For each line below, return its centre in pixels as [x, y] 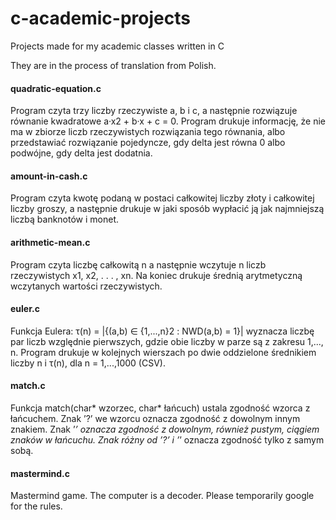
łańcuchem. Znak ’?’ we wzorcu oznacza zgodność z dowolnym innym [155, 418]
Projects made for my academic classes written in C [117, 46]
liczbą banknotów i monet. [65, 219]
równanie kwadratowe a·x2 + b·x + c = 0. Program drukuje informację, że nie [168, 121]
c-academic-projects [100, 18]
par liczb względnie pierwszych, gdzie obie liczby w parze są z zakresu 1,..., [167, 341]
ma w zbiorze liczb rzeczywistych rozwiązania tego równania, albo [148, 132]
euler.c [25, 309]
